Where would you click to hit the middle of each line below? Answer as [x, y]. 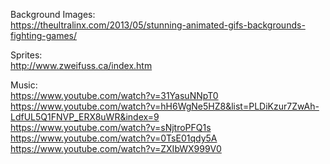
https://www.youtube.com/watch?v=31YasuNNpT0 [114, 95]
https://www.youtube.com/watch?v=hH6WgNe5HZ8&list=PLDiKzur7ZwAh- [165, 106]
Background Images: [53, 14]
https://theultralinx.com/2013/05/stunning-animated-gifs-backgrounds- [158, 25]
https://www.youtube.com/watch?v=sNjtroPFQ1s [111, 127]
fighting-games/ [44, 35]
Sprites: [26, 55]
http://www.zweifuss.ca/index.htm [81, 65]
